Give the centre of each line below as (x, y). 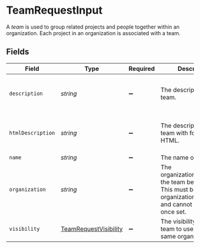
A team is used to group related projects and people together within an (93, 27)
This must (174, 189)
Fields (18, 52)
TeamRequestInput (54, 10)
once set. (174, 212)
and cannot (176, 204)
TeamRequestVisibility (92, 228)
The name (175, 157)
